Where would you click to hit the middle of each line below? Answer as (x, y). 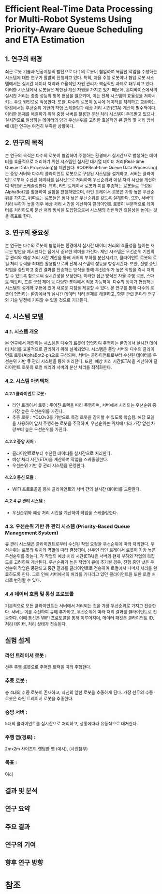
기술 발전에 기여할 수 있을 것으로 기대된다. (49, 300)
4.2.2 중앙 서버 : (21, 442)
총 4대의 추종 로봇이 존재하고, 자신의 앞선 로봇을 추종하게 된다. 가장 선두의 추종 (79, 692)
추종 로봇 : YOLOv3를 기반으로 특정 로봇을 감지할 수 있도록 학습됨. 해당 (79, 417)
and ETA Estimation (45, 40)
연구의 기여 (21, 845)
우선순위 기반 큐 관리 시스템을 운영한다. (49, 465)
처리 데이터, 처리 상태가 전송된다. (36, 623)
